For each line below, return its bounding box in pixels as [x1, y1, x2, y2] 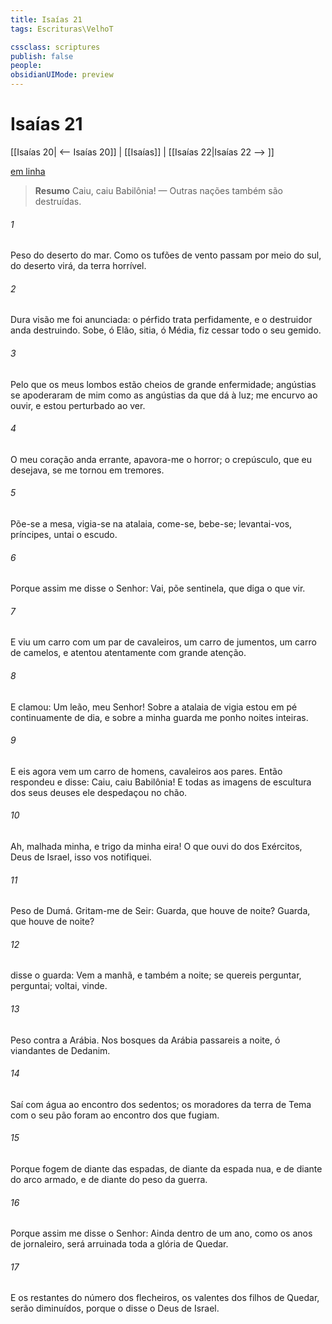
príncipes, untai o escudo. [10, 528, 118, 540]
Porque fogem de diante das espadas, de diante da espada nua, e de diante [10, 1162, 323, 1175]
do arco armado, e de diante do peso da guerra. [10, 1173, 208, 1185]
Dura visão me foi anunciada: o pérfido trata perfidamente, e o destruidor [10, 314, 313, 326]
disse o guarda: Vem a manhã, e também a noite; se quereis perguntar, [10, 969, 302, 981]
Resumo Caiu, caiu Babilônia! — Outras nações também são [34, 184, 283, 196]
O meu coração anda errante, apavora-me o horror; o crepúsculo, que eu [10, 453, 312, 465]
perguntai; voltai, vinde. [10, 980, 108, 992]
